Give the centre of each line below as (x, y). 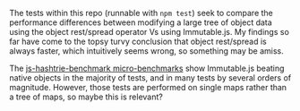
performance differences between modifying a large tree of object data (141, 22)
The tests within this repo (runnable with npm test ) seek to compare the (141, 13)
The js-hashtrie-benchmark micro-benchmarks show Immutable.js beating (147, 68)
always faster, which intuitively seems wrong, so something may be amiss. (146, 51)
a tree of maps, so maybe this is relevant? (86, 97)
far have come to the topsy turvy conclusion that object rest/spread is (138, 41)
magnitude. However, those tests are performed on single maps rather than (148, 87)
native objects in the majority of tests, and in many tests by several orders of (150, 78)
